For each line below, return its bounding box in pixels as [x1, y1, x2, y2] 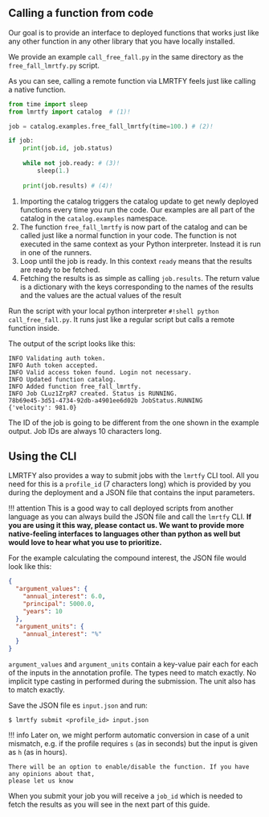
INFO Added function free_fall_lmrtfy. [8, 382, 142, 390]
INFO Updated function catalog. [8, 375, 116, 383]
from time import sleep [8, 100, 88, 108]
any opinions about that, [8, 770, 95, 778]
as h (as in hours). [8, 748, 67, 757]
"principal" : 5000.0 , [22, 600, 95, 608]
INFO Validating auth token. [8, 354, 106, 362]
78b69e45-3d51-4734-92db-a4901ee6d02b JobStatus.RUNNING [8, 396, 203, 405]
